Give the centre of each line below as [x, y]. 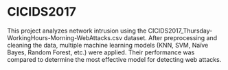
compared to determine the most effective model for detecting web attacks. [114, 59]
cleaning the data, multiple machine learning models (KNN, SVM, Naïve [108, 45]
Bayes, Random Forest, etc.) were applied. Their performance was [101, 52]
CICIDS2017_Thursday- [180, 31]
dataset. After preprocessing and [170, 37]
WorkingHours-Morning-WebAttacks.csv [65, 37]
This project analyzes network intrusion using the [77, 31]
